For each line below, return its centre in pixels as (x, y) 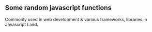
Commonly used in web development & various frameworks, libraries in (76, 19)
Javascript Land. (22, 24)
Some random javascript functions (58, 8)
